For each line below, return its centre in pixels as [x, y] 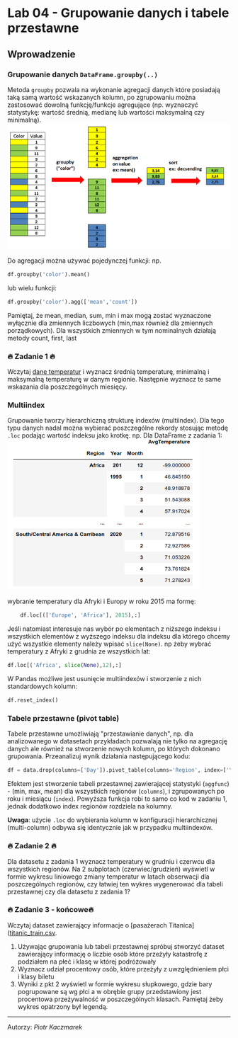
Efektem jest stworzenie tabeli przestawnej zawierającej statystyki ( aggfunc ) [119, 784]
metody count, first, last [42, 338]
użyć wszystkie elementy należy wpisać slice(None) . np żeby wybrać [109, 644]
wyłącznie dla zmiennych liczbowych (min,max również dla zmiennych [110, 323]
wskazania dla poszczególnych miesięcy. [67, 387]
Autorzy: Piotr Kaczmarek [45, 1027]
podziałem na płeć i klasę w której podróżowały [87, 962]
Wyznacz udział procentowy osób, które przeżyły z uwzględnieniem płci [123, 969]
